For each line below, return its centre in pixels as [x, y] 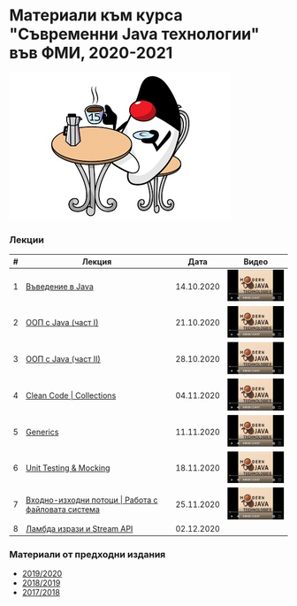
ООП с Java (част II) [64, 359]
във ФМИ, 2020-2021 [91, 53]
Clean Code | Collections [71, 395]
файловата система [63, 509]
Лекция [97, 261]
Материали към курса [96, 15]
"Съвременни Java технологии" [134, 34]
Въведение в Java [60, 286]
